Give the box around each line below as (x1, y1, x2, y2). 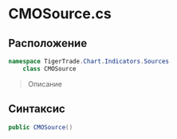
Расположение (8, 37, 88, 50)
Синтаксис (8, 102, 65, 116)
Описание (27, 79, 62, 88)
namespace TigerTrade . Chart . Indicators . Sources (8, 57, 170, 65)
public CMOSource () (8, 123, 73, 131)
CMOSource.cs (8, 5, 112, 23)
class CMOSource (22, 64, 77, 72)
